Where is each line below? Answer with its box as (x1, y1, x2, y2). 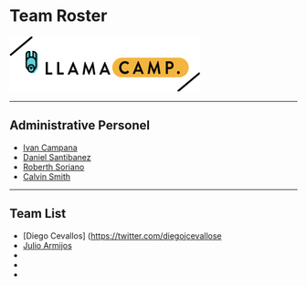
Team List (9, 206, 67, 221)
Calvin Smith (22, 170, 71, 182)
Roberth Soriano (22, 161, 85, 172)
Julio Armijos (22, 240, 73, 250)
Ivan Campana (22, 142, 78, 153)
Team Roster (9, 5, 108, 26)
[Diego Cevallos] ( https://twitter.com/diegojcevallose (22, 230, 222, 241)
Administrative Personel (9, 117, 151, 133)
